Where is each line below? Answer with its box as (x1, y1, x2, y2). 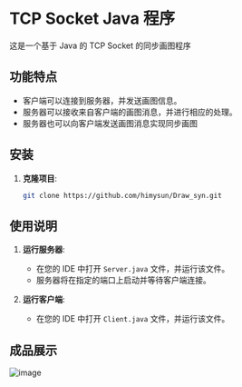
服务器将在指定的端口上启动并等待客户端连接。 (35, 274, 211, 286)
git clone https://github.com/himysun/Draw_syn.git (22, 191, 222, 200)
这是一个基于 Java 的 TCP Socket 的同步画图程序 (9, 40, 192, 51)
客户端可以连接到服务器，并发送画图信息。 (22, 94, 182, 105)
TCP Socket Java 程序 (9, 8, 175, 29)
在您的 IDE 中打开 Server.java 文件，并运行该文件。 (35, 263, 230, 274)
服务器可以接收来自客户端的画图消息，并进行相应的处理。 (22, 106, 237, 117)
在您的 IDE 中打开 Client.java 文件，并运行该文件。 (35, 313, 230, 324)
